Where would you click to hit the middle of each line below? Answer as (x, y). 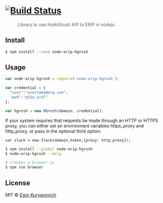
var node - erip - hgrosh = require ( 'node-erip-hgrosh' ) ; (62, 79)
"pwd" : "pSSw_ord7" (29, 97)
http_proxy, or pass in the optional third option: (53, 131)
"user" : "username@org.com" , (39, 92)
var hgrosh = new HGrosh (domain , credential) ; (54, 111)
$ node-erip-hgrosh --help (33, 153)
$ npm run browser (24, 167)
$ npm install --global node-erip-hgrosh (49, 149)
